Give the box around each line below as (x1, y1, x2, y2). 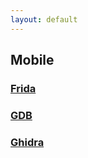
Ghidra (10, 135, 45, 149)
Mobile (10, 52, 55, 69)
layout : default (10, 14, 78, 25)
